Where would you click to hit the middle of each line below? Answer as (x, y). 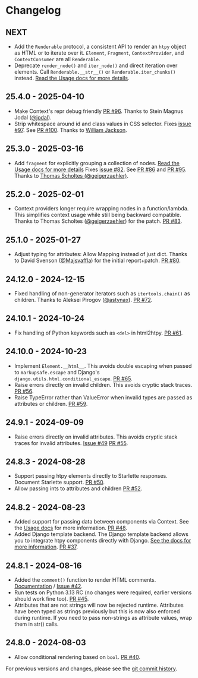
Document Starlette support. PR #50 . (59, 483)
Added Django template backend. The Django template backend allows (101, 534)
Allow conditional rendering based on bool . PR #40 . (77, 657)
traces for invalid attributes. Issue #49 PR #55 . (71, 443)
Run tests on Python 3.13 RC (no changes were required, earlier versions (103, 592)
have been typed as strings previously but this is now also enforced (97, 611)
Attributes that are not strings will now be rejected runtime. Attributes (99, 605)
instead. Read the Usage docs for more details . (72, 78)
